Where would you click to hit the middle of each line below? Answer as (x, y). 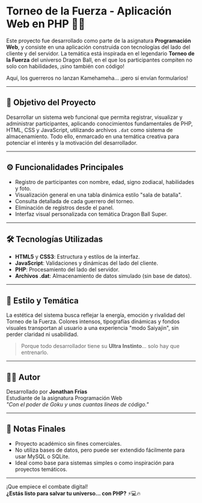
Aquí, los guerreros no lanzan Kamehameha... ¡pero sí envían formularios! (97, 78)
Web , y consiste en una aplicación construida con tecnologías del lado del (98, 47)
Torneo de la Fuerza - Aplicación (89, 11)
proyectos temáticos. (41, 469)
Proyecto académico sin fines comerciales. (68, 443)
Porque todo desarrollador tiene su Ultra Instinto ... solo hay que (100, 346)
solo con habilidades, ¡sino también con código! (66, 66)
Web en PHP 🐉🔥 (46, 24)
